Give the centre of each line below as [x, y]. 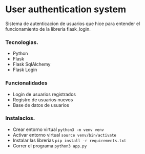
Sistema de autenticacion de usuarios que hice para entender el [73, 24]
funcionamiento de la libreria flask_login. [48, 29]
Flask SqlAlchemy [32, 64]
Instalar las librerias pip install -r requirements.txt [69, 140]
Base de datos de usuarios [41, 105]
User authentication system [66, 9]
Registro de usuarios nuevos [43, 100]
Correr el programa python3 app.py [50, 146]
